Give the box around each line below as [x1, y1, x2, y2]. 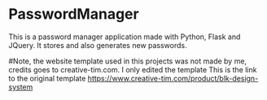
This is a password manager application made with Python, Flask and [8, 32, 241, 41]
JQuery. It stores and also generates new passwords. [8, 40, 187, 50]
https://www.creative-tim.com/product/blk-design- [87, 73, 259, 83]
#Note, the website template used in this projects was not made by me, [8, 56, 247, 66]
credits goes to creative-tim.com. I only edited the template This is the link [8, 64, 257, 74]
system [8, 82, 33, 92]
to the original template [8, 73, 86, 83]
